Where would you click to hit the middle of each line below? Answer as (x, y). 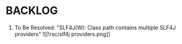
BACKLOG (32, 11)
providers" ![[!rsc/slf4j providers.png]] (62, 34)
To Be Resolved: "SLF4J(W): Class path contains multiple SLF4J (95, 28)
